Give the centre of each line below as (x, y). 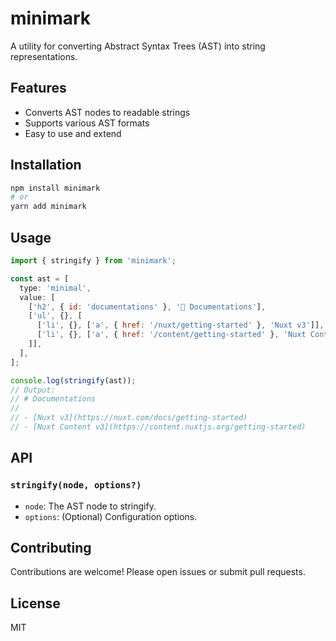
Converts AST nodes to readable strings (107, 112)
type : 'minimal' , (55, 288)
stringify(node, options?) (76, 485)
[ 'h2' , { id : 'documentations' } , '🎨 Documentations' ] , (147, 307)
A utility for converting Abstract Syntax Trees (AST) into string (138, 46)
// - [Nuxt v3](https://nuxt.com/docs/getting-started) (129, 418)
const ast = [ (40, 278)
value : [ (37, 297)
